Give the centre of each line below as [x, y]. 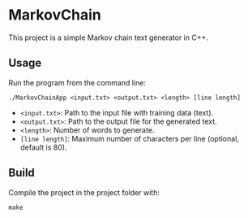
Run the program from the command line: [77, 82]
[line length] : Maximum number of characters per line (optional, [129, 138]
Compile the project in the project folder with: [84, 192]
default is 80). [43, 147]
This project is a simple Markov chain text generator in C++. [109, 37]
